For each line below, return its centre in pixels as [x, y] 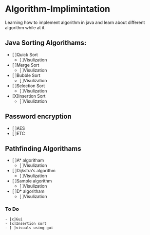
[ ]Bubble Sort [26, 75]
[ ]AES [19, 128]
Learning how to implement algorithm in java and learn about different [75, 22]
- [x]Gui [14, 219]
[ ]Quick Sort [25, 54]
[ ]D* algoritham [28, 191]
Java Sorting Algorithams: [46, 43]
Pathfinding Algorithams [43, 149]
